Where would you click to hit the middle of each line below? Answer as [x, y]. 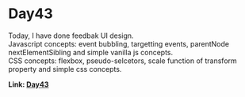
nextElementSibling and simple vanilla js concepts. [91, 52]
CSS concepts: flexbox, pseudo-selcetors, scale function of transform [123, 61]
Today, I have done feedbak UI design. [71, 35]
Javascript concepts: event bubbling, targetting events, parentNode [119, 43]
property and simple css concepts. [65, 69]
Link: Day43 [29, 84]
